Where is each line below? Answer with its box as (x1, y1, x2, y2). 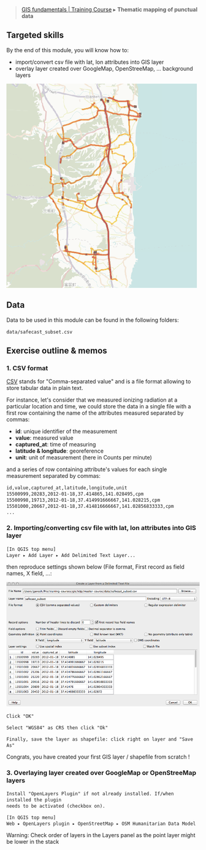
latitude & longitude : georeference (15, 447, 104, 454)
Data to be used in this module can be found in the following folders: (6, 316, 179, 324)
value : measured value (15, 434, 74, 442)
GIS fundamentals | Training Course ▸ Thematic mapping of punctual (21, 6, 198, 13)
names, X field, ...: (6, 569, 52, 577)
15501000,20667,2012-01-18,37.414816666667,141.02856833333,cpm (6, 504, 174, 510)
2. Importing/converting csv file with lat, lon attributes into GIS (6, 524, 196, 532)
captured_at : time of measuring (15, 441, 96, 448)
